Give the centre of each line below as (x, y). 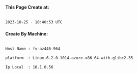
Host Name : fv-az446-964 (33, 49)
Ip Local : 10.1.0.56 (29, 67)
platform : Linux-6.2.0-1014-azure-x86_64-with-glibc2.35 (69, 58)
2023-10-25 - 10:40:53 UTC (34, 22)
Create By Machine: (27, 33)
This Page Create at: (27, 7)
